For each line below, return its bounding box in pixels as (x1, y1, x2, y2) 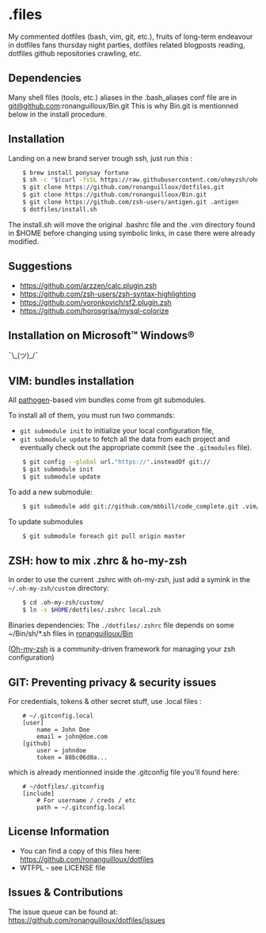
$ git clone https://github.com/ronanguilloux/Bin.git (22, 191, 207, 199)
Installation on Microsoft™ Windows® (8, 329, 196, 342)
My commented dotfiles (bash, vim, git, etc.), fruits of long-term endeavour (8, 32, 253, 41)
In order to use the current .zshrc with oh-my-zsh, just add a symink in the (8, 575, 251, 585)
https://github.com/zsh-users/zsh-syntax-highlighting (19, 289, 196, 299)
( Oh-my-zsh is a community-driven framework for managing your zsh (8, 644, 236, 654)
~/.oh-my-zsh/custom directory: (8, 584, 109, 593)
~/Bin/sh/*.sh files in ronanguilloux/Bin (8, 629, 133, 638)
